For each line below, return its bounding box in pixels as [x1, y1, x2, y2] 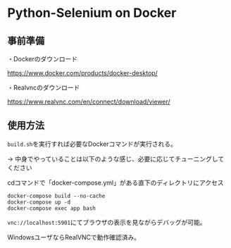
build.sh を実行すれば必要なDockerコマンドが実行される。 [7, 139, 177, 148]
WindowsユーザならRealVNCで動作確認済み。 [7, 232, 141, 241]
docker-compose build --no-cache [7, 192, 106, 199]
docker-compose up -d [7, 199, 71, 206]
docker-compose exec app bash [7, 204, 96, 212]
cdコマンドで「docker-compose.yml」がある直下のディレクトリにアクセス [7, 178, 224, 187]
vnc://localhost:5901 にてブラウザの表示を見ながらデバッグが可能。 [7, 218, 206, 226]
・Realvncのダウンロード [7, 83, 80, 92]
